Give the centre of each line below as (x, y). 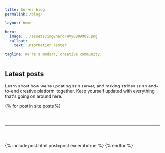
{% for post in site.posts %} (33, 106)
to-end (12, 91)
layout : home (18, 23)
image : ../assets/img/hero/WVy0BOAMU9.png (54, 36)
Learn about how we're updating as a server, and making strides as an (76, 86)
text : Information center (41, 45)
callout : (18, 41)
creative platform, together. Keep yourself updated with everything (87, 91)
